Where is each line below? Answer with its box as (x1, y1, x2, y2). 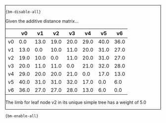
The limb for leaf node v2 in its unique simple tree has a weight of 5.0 (5, 99, 147, 105)
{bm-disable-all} (5, 9, 41, 14)
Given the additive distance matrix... (5, 18, 79, 24)
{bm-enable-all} (5, 114, 39, 119)
